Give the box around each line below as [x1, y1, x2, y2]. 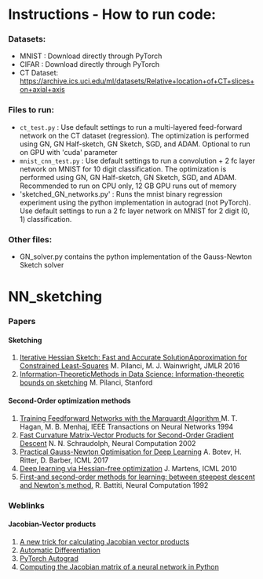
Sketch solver [19, 260, 64, 270]
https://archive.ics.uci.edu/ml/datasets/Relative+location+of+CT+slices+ [19, 76, 255, 86]
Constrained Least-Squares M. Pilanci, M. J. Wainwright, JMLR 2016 [19, 361, 241, 371]
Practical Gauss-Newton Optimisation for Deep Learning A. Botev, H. [19, 447, 242, 456]
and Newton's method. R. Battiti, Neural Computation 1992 [19, 480, 209, 489]
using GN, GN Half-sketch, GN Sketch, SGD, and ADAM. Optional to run [19, 139, 250, 149]
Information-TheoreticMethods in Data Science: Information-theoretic [19, 370, 245, 379]
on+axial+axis [19, 85, 65, 94]
